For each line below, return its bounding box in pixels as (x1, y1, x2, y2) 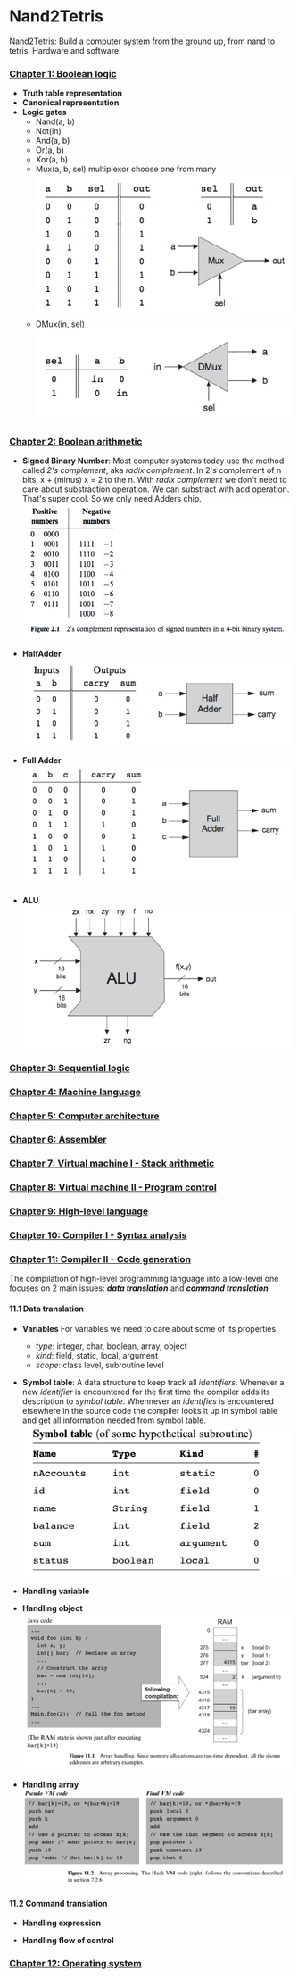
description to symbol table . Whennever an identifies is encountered (21, 1395, 275, 1407)
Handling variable (21, 1585, 90, 1596)
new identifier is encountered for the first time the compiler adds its (21, 1386, 270, 1397)
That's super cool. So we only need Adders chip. (21, 493, 203, 503)
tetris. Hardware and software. (9, 45, 122, 55)
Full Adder (21, 754, 62, 765)
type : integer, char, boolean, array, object (35, 1341, 187, 1351)
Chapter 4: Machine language (9, 1085, 141, 1098)
